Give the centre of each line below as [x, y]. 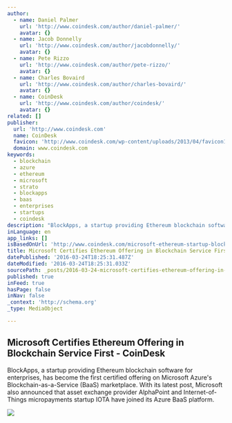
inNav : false [26, 296]
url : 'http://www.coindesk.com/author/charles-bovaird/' [103, 84]
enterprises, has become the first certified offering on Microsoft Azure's [110, 377]
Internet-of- [200, 392]
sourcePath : [24, 270]
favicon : [26, 142]
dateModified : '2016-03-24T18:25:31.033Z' [69, 264]
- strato [26, 187]
